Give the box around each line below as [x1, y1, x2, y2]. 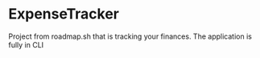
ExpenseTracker [8, 5, 119, 23]
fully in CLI [8, 39, 44, 49]
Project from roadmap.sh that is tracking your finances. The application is [8, 31, 252, 41]
